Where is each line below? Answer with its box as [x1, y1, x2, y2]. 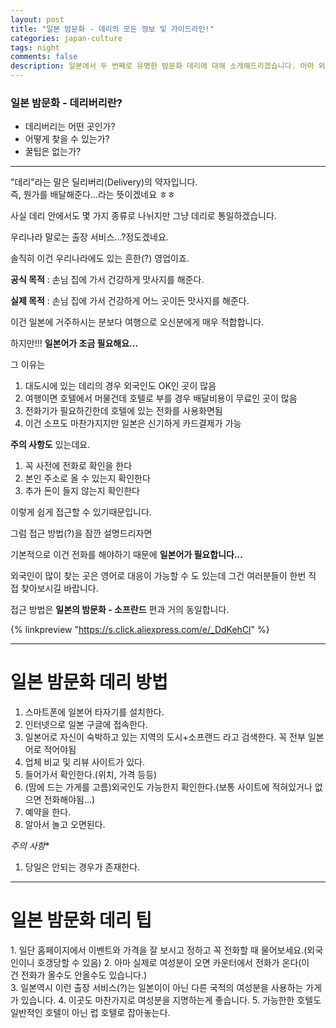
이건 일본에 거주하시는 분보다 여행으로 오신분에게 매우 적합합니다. [10, 316, 265, 328]
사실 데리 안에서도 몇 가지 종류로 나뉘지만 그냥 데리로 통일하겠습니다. [10, 210, 277, 222]
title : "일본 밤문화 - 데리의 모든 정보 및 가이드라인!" [10, 24, 215, 34]
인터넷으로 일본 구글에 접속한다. [24, 719, 148, 731]
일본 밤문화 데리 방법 [10, 671, 168, 694]
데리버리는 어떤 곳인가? [24, 121, 116, 133]
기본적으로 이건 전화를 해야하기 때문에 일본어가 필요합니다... [10, 549, 243, 561]
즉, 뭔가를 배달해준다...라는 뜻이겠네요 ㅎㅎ [10, 189, 176, 201]
